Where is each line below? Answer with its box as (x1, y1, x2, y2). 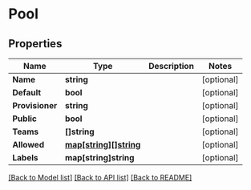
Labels (12, 152, 38, 163)
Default (12, 87, 42, 98)
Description (148, 61, 195, 71)
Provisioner (12, 100, 58, 111)
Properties (8, 37, 63, 51)
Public (12, 113, 38, 124)
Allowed (12, 139, 45, 150)
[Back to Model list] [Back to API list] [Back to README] (8, 173, 192, 182)
